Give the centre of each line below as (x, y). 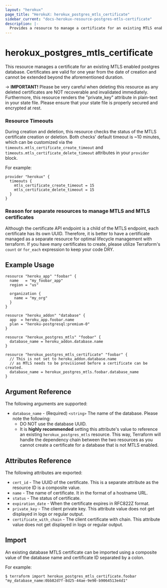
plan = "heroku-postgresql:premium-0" (50, 324)
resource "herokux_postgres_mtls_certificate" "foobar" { (66, 355)
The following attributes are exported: (44, 473)
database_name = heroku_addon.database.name (56, 342)
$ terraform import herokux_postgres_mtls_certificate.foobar (71, 576)
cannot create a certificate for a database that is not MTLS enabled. (89, 445)
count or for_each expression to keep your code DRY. (60, 249)
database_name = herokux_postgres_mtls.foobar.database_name (74, 372)
